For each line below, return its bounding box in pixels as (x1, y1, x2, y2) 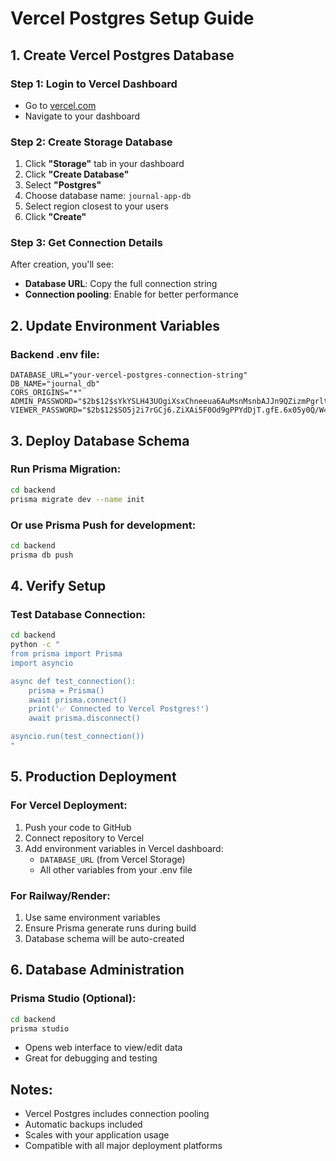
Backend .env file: (10, 347, 100, 361)
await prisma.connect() (28, 695, 128, 705)
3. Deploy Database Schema (10, 432, 190, 449)
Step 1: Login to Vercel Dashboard (10, 77, 178, 91)
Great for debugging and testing (24, 1052, 158, 1064)
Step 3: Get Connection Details (10, 236, 163, 250)
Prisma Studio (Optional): (10, 992, 137, 1006)
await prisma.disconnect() (28, 713, 141, 724)
